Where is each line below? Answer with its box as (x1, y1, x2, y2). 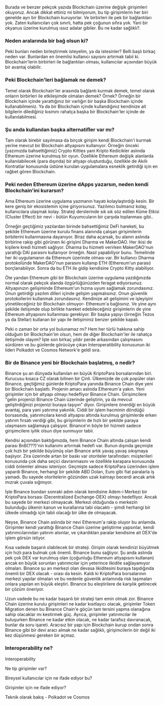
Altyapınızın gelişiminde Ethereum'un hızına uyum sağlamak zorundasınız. (5, 285, 154, 291)
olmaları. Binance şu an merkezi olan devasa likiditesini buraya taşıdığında (5, 565, 154, 571)
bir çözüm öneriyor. (5, 586, 45, 592)
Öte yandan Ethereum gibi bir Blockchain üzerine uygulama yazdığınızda (5, 275, 151, 281)
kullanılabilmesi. (5, 114, 38, 120)
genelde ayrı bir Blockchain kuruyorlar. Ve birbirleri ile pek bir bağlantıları (5, 15, 152, 20)
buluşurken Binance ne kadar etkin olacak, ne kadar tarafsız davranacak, (5, 617, 152, 623)
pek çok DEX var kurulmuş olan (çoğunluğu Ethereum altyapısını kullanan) (5, 555, 154, 561)
